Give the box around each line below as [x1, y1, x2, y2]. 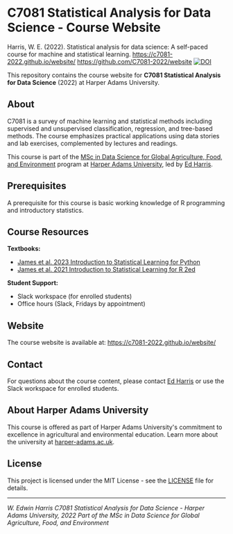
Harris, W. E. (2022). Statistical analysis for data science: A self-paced [7, 42, 208, 51]
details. [7, 483, 28, 492]
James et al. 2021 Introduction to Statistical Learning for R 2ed [17, 266, 196, 274]
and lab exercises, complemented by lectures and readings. [7, 139, 178, 147]
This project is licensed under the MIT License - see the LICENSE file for [7, 476, 214, 485]
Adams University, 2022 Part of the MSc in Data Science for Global [7, 511, 200, 519]
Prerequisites [7, 180, 67, 192]
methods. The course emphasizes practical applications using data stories [7, 131, 220, 140]
